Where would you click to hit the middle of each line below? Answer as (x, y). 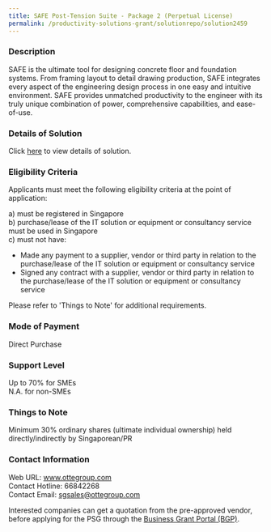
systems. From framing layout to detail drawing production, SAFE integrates (134, 78)
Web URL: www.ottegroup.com (60, 477)
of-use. (21, 112)
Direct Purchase (35, 344)
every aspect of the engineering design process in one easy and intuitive (130, 87)
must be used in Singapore (53, 231)
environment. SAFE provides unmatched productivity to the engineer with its (135, 95)
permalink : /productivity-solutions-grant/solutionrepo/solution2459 (128, 23)
